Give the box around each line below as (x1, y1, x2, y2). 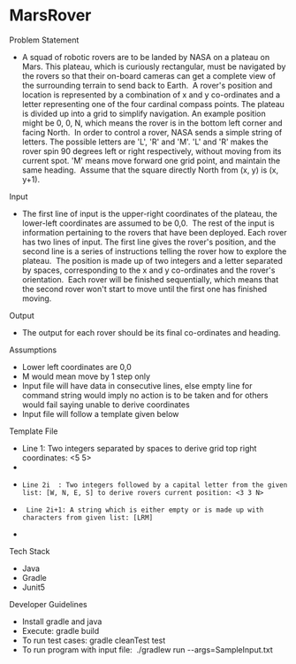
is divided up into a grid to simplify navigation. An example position (21, 108, 267, 119)
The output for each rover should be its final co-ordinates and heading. (21, 327, 281, 337)
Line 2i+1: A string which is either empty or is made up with (26, 506, 264, 514)
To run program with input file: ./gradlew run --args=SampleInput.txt (21, 644, 274, 655)
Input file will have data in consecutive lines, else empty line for (21, 380, 253, 390)
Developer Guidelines (9, 598, 87, 609)
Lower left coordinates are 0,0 (21, 361, 133, 372)
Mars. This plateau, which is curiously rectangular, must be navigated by (21, 61, 286, 72)
